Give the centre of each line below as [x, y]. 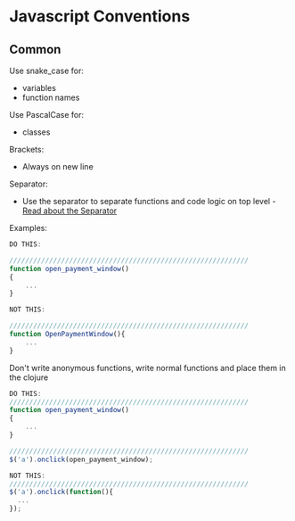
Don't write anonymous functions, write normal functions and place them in [148, 368]
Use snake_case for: [47, 70]
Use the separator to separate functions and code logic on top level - [149, 201]
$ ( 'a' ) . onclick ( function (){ [61, 492]
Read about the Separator [70, 211]
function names [51, 97]
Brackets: [27, 149]
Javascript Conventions [100, 17]
